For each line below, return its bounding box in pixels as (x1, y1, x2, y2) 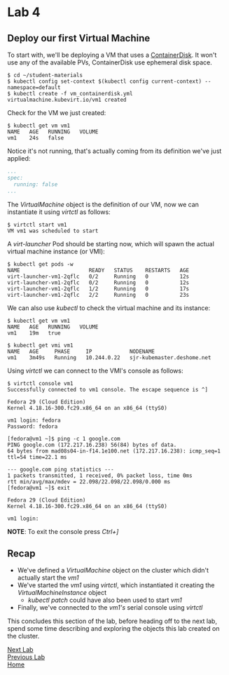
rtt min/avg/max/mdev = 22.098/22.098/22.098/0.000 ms (7, 478, 171, 485)
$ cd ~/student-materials (7, 72, 83, 79)
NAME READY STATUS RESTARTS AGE (7, 267, 190, 274)
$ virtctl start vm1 (7, 221, 68, 228)
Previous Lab (7, 653, 46, 662)
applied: (7, 154, 31, 162)
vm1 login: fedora (7, 417, 61, 424)
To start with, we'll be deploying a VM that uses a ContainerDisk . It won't (7, 51, 217, 59)
